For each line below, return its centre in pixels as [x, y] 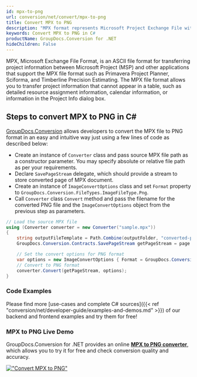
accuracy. [18, 357]
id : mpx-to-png [25, 11]
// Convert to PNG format [48, 265]
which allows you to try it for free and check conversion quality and [87, 351]
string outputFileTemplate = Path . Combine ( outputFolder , [88, 238]
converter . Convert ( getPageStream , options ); [72, 271]
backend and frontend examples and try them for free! [72, 316]
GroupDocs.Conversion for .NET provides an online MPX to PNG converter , [97, 345]
